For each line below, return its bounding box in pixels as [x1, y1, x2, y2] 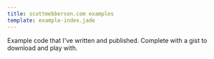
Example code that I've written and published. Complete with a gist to [7, 36, 208, 44]
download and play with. [7, 44, 78, 52]
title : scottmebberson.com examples [7, 10, 114, 18]
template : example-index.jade [7, 17, 96, 24]
